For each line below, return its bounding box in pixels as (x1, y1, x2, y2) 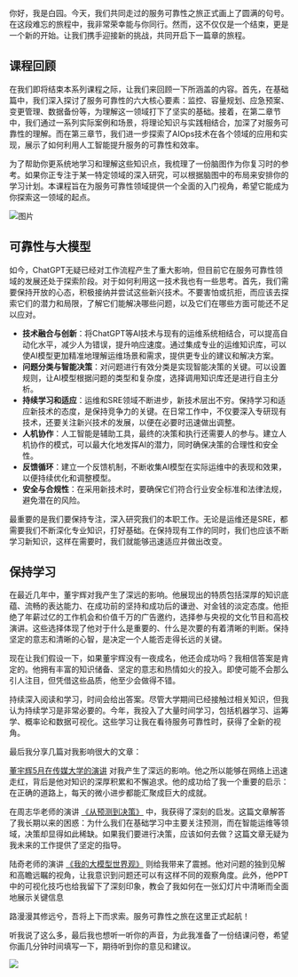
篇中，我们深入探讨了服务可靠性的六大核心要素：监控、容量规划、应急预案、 (9, 94, 289, 105)
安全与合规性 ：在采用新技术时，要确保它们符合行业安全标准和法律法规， (21, 483, 286, 494)
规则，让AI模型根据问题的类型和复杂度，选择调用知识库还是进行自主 (21, 372, 271, 383)
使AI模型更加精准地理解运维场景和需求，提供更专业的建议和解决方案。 (21, 350, 279, 360)
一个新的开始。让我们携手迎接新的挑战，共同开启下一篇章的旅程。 (9, 30, 250, 40)
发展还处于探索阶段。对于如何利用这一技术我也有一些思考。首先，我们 (24, 275, 281, 287)
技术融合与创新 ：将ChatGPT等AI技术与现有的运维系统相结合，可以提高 (21, 327, 281, 338)
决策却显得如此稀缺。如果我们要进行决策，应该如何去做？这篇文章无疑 (24, 828, 281, 839)
